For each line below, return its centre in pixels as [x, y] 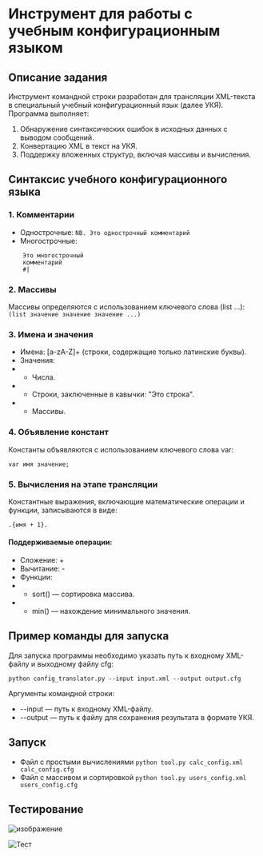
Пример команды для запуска [89, 636]
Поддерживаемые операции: [60, 542]
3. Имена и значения [51, 334]
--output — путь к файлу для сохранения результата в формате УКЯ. [137, 717]
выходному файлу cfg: [76, 663]
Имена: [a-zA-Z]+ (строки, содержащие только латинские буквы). [133, 352]
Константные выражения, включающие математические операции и [127, 501]
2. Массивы [32, 289]
